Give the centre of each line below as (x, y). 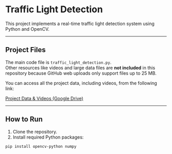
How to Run (24, 119)
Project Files (26, 50)
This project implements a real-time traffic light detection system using (80, 24)
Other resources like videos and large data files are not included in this (80, 68)
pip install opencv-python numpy (41, 146)
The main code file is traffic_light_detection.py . (58, 62)
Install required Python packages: (48, 137)
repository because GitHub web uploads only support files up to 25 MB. (81, 73)
